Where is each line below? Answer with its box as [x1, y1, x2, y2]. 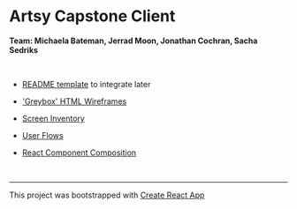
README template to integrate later [21, 78, 151, 89]
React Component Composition [21, 147, 137, 158]
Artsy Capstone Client [9, 6, 176, 26]
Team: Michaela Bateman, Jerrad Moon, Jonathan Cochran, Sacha [9, 35, 258, 46]
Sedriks [9, 44, 38, 55]
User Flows [21, 130, 64, 140]
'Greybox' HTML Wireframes [21, 95, 127, 107]
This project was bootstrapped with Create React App [9, 190, 205, 200]
